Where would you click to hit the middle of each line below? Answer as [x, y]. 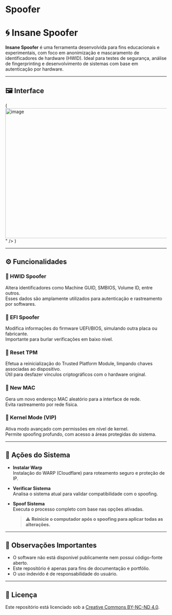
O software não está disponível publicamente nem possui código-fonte [88, 558]
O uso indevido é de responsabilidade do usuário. [65, 574]
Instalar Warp [27, 468]
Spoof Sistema [29, 503]
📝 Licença [21, 595]
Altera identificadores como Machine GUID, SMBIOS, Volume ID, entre [79, 287]
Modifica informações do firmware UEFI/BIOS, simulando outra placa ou [81, 328]
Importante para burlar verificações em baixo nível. [59, 339]
